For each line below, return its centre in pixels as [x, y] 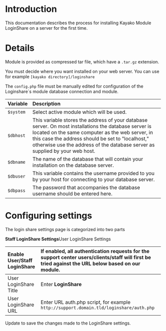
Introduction [31, 9]
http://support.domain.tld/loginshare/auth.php [98, 307]
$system [17, 112]
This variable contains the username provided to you [93, 173]
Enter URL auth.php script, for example [86, 302]
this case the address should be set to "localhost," [91, 139]
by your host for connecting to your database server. [93, 179]
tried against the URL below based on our [91, 263]
